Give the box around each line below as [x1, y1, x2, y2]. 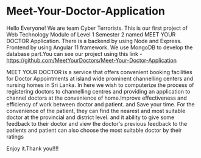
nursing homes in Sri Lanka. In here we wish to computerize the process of [6, 81, 194, 89]
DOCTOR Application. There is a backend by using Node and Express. [6, 37, 182, 44]
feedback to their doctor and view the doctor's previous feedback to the [6, 120, 188, 127]
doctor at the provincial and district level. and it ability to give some [6, 114, 175, 121]
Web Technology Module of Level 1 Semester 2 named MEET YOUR [6, 30, 176, 38]
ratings [6, 132, 24, 140]
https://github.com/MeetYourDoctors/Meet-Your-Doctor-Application [6, 57, 177, 64]
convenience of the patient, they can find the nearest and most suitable [6, 107, 186, 114]
